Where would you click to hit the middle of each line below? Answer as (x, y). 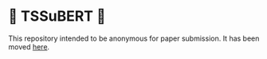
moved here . (29, 46)
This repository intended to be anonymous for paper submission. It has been (134, 38)
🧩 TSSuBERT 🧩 (57, 16)
